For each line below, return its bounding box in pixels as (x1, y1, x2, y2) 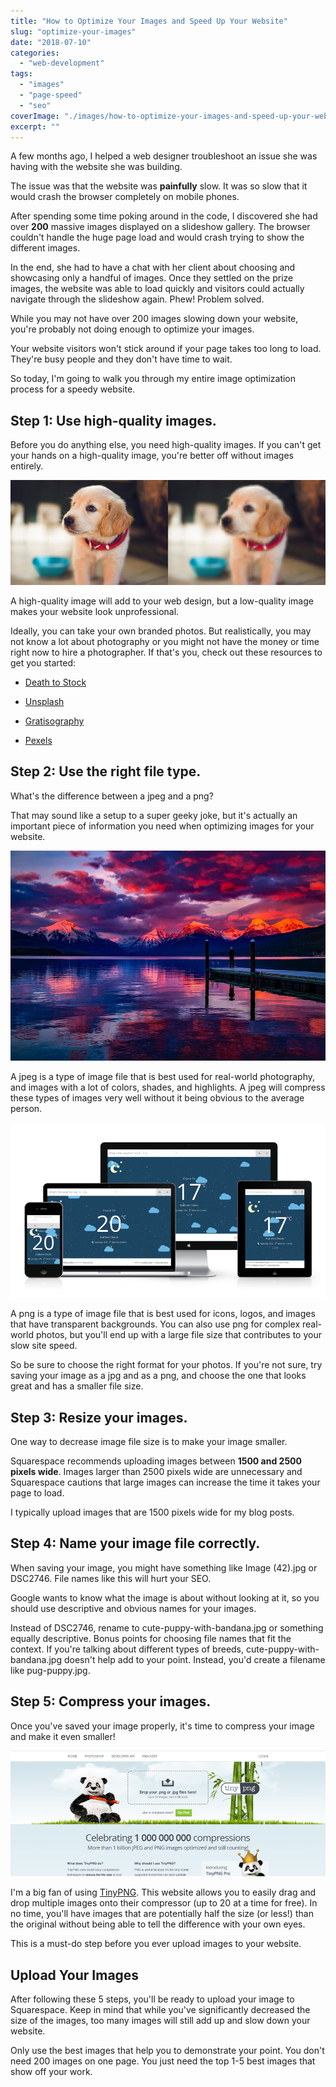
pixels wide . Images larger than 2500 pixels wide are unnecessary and (10, 1466, 303, 1478)
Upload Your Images (10, 1966, 140, 1984)
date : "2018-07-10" (10, 37, 92, 47)
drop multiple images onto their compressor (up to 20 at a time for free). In (10, 1897, 318, 1909)
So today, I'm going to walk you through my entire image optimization (10, 373, 297, 385)
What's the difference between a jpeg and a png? (10, 790, 214, 802)
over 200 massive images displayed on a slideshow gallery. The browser (10, 221, 311, 233)
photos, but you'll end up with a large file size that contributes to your (35, 1329, 322, 1341)
